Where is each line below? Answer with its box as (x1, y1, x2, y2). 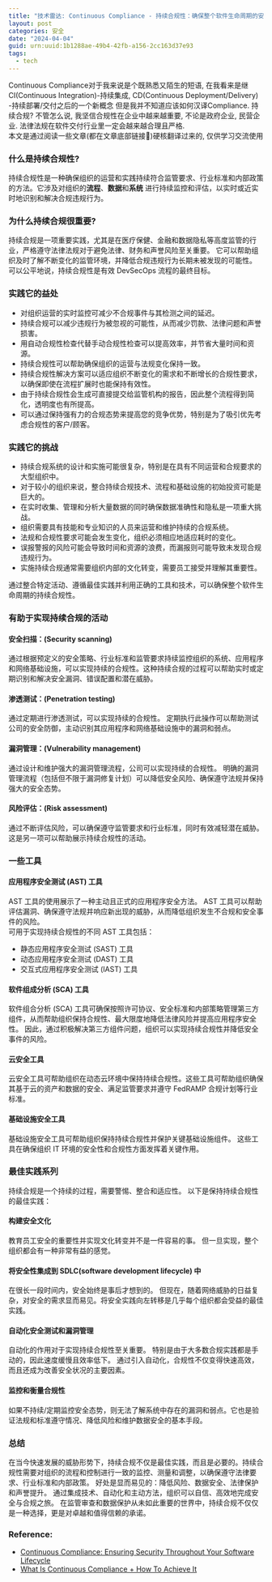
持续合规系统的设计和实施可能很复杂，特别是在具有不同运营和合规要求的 (19, 462, 261, 471)
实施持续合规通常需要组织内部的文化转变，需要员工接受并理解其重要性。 (19, 563, 261, 573)
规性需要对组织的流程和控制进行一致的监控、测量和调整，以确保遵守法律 (8, 1467, 249, 1477)
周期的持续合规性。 (15, 591, 79, 600)
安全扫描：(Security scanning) (8, 633, 113, 644)
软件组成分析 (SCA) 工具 (8, 984, 89, 994)
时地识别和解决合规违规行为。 (8, 194, 108, 203)
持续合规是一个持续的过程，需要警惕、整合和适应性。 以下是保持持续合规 (8, 1186, 252, 1196)
